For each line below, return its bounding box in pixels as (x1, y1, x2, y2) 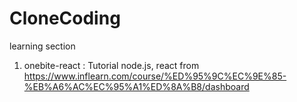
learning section (9, 40, 76, 52)
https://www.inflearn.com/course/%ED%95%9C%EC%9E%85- (23, 70, 287, 82)
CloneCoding (9, 7, 121, 30)
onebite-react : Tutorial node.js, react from (23, 59, 200, 71)
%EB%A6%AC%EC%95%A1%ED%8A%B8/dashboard (23, 80, 250, 92)
